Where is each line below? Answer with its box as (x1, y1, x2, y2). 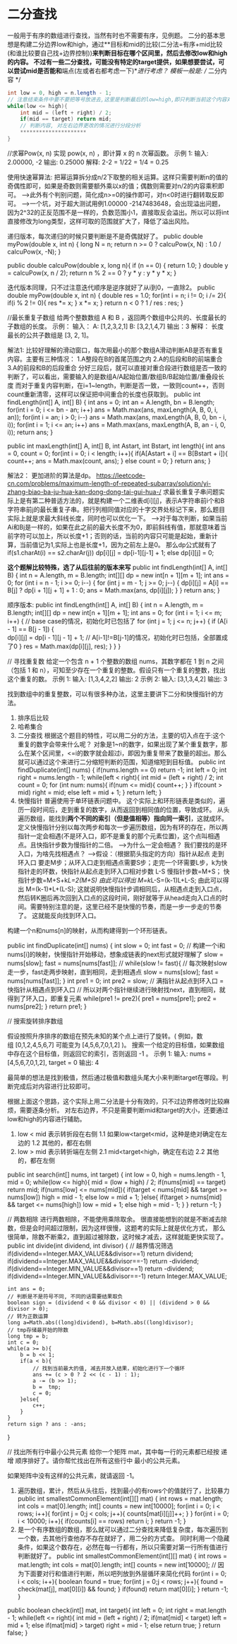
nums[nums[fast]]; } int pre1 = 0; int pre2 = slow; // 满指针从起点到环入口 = (7, 976, 224, 985)
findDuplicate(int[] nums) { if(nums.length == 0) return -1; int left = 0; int (17, 766, 227, 774)
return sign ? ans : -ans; (7, 1420, 87, 1427)
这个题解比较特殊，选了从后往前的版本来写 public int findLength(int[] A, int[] (7, 563, 228, 571)
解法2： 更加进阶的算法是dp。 (7, 471, 95, 480)
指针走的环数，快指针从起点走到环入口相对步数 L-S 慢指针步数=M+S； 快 (17, 866, 230, 876)
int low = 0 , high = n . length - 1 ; (7, 89, 112, 96)
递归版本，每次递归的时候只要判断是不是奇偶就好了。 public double (7, 232, 203, 240)
